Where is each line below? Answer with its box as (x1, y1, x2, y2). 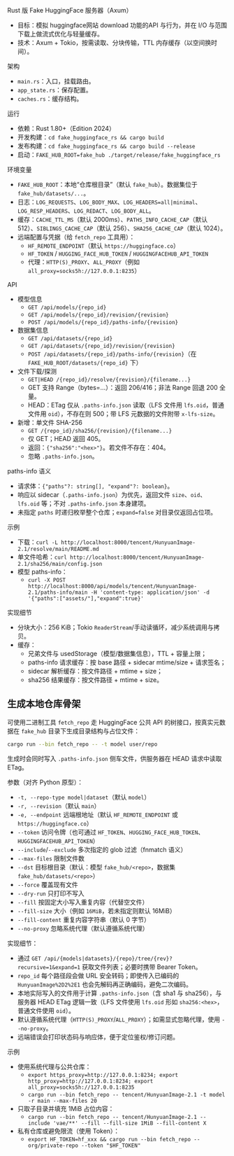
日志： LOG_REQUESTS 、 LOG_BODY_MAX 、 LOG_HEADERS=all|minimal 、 (17, 198, 202, 206)
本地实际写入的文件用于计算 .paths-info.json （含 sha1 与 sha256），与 (17, 989, 222, 997)
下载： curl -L (17, 538, 58, 546)
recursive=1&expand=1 (17, 963, 80, 971)
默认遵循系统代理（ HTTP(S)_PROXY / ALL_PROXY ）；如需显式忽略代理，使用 (17, 1015, 221, 1024)
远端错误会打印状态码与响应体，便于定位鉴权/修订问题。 (17, 1032, 180, 1041)
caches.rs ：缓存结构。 (17, 95, 83, 103)
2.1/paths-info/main (27, 589, 88, 596)
